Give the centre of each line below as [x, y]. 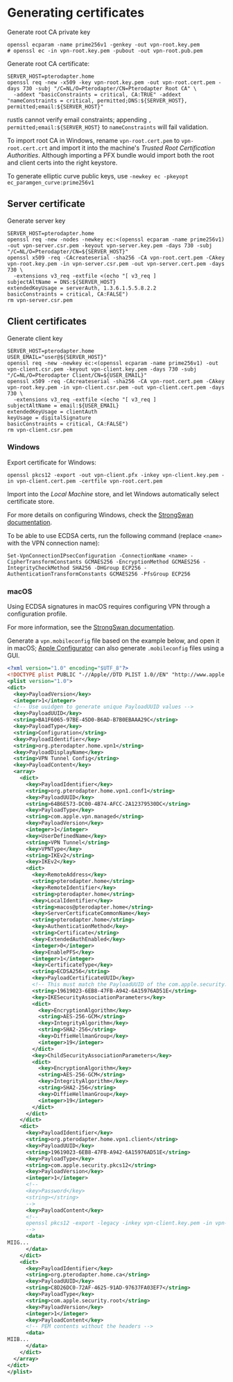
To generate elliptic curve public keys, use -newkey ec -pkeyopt [98, 176]
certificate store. [31, 501]
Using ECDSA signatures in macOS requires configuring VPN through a [109, 607]
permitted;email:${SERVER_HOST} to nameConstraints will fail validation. [108, 127]
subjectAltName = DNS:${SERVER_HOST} [62, 282]
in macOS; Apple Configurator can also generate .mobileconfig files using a [115, 648]
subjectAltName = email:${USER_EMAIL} [63, 405]
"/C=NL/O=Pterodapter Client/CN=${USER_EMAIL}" [77, 375]
